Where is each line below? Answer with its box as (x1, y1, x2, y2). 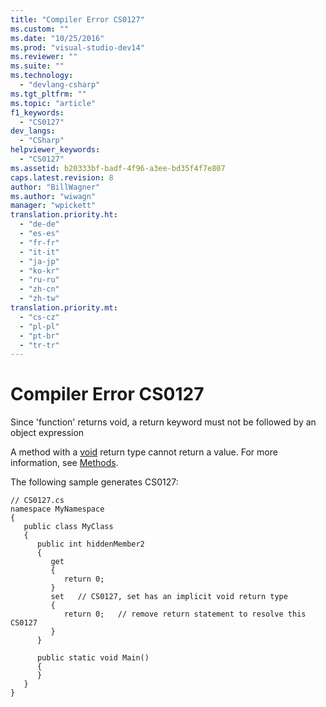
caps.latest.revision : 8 (10, 172, 114, 183)
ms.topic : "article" (10, 98, 97, 108)
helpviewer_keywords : (10, 145, 101, 155)
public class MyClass (23, 522, 114, 532)
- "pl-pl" (19, 321, 60, 331)
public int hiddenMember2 (36, 539, 145, 550)
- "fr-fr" (19, 237, 60, 248)
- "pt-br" (19, 331, 60, 341)
